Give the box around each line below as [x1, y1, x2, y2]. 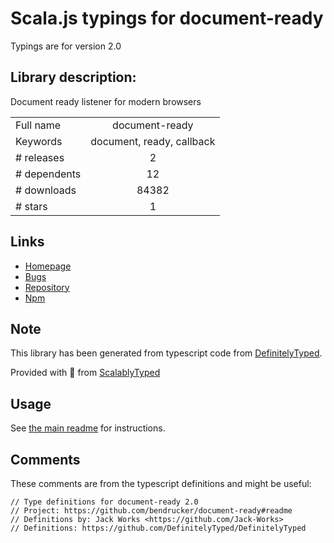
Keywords [15, 134, 63, 148]
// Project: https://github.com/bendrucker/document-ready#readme [10, 506, 293, 516]
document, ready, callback [90, 134, 216, 148]
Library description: [10, 69, 137, 86]
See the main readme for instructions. [10, 422, 166, 434]
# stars [15, 199, 48, 213]
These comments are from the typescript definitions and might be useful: [10, 478, 312, 489]
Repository [24, 281, 70, 293]
